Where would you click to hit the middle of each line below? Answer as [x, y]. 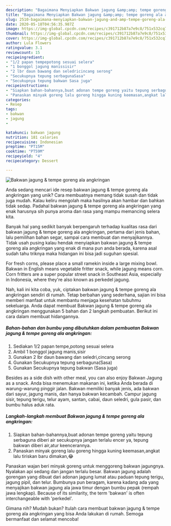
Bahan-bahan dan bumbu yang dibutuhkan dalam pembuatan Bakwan [82, 328]
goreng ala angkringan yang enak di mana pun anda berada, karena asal [81, 248]
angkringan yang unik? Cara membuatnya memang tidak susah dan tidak [82, 195]
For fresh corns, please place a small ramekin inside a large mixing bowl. [82, 263]
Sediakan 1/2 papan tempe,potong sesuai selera [63, 346]
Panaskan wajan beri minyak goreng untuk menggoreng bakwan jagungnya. [85, 466]
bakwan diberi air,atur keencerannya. [52, 445]
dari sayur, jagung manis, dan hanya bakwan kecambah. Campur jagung [81, 394]
